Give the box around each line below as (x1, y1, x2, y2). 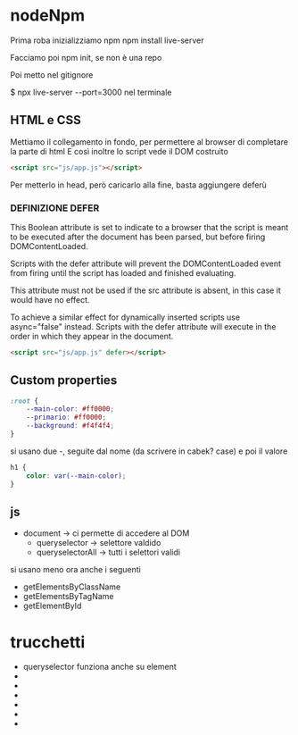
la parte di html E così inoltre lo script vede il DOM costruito (10, 146, 228, 156)
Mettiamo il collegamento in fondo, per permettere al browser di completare (10, 136, 289, 147)
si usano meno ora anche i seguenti (10, 564, 142, 575)
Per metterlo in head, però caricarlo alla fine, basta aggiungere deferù (10, 180, 267, 190)
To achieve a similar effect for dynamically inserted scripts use (10, 312, 240, 322)
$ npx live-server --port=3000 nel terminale (10, 87, 172, 97)
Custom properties (10, 372, 118, 388)
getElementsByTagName (22, 591, 114, 602)
